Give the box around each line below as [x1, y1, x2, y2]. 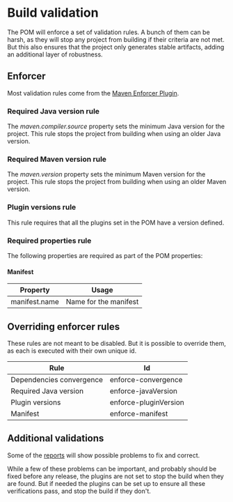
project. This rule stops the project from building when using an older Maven [7, 178, 227, 186]
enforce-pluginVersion [109, 397, 184, 407]
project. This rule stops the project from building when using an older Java [7, 130, 221, 138]
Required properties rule [7, 236, 92, 245]
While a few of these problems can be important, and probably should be [7, 464, 217, 473]
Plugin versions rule [7, 202, 77, 212]
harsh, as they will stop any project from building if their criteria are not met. [7, 35, 225, 43]
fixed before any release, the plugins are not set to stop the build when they [7, 472, 224, 480]
